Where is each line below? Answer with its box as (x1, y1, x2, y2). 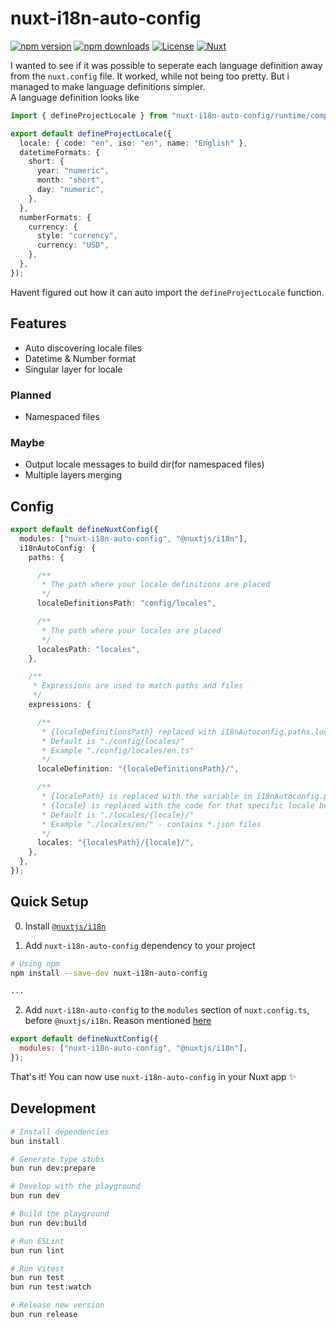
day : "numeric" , (36, 185, 105, 195)
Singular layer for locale (24, 363, 123, 375)
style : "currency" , (36, 231, 118, 241)
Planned (10, 388, 52, 402)
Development (10, 1100, 97, 1117)
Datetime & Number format (24, 352, 137, 364)
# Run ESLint (10, 1236, 65, 1246)
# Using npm (10, 958, 60, 969)
